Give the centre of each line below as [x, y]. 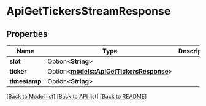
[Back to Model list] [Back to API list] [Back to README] [77, 97]
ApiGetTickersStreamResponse [89, 11]
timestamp [25, 81]
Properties [27, 34]
